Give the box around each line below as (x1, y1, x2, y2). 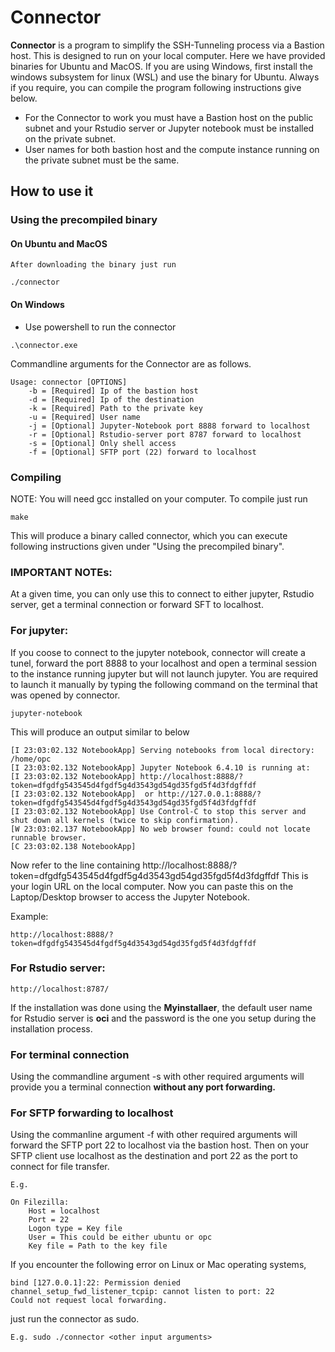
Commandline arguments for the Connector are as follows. (10, 357, 252, 370)
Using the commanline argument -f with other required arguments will (10, 1129, 298, 1141)
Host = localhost (28, 1206, 101, 1216)
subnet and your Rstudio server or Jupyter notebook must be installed (24, 122, 315, 134)
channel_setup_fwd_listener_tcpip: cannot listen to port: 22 (10, 1287, 275, 1297)
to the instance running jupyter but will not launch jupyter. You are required (10, 667, 319, 680)
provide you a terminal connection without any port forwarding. (10, 1081, 276, 1093)
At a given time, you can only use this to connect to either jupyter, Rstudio (10, 588, 315, 600)
